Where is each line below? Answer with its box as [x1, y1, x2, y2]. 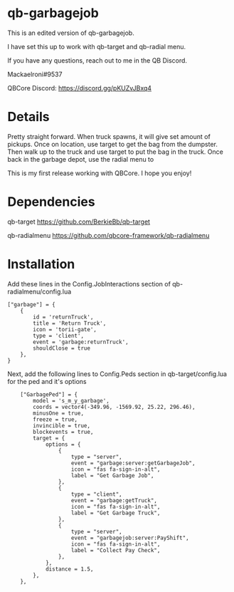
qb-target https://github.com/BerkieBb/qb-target [7, 217, 151, 226]
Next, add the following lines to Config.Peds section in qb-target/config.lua [7, 369, 228, 378]
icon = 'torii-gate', [33, 326, 97, 333]
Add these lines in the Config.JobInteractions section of [7, 279, 171, 288]
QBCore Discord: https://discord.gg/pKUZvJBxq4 [7, 83, 151, 92]
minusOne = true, [33, 410, 84, 417]
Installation [7, 256, 75, 272]
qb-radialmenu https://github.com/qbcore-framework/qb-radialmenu [7, 231, 210, 239]
